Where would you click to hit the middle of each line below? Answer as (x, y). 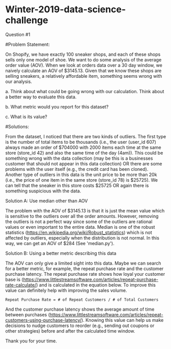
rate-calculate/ (21, 285)
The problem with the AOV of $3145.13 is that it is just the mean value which (85, 210)
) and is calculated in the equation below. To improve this (96, 285)
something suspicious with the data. (43, 191)
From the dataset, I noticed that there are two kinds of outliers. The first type (86, 136)
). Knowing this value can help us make (123, 320)
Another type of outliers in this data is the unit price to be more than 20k (81, 174)
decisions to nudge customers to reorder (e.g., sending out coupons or (80, 325)
